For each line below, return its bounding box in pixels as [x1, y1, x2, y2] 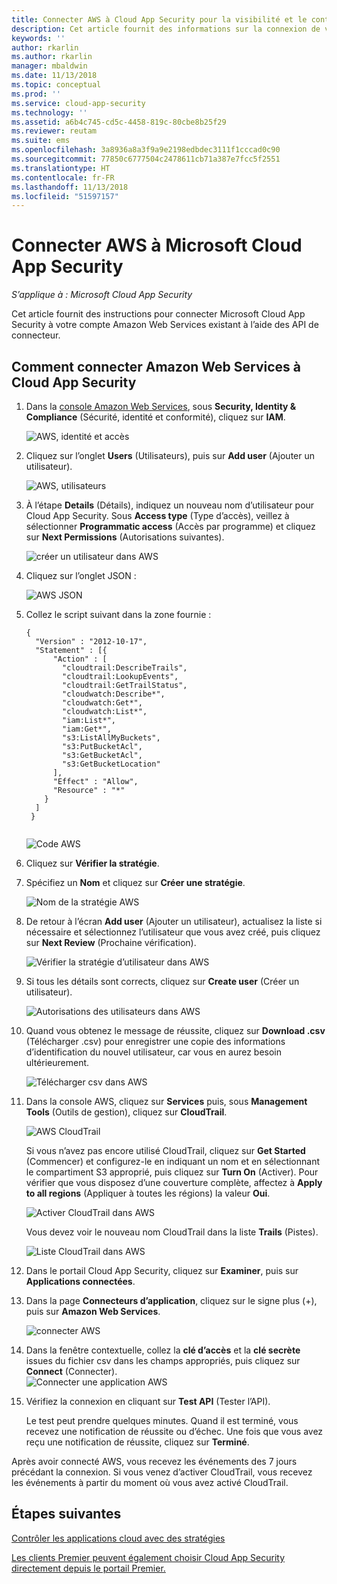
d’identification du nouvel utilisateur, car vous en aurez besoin [25, 1046, 283, 1058]
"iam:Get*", [62, 724, 112, 734]
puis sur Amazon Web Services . [25, 1306, 161, 1317]
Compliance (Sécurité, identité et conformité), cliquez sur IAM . [25, 411, 286, 423]
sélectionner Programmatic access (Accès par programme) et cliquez [25, 521, 316, 532]
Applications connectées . [25, 1276, 136, 1287]
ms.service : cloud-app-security [11, 98, 146, 108]
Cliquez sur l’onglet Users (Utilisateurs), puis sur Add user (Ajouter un [25, 450, 316, 461]
